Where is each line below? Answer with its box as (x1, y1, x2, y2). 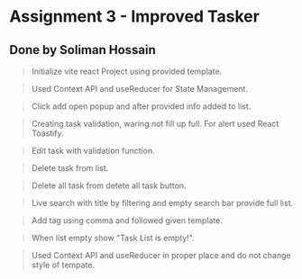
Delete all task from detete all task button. (31, 180, 187, 191)
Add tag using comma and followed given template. (31, 215, 224, 226)
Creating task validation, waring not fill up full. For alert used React (31, 119, 279, 129)
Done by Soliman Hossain (9, 42, 156, 58)
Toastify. (31, 128, 64, 139)
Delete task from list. (31, 163, 109, 173)
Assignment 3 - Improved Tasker (9, 6, 260, 27)
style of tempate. (31, 259, 96, 270)
